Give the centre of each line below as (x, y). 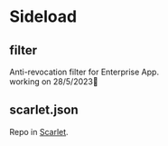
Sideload (43, 17)
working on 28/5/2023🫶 (54, 82)
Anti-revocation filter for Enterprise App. (84, 72)
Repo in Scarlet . (39, 131)
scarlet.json (44, 110)
